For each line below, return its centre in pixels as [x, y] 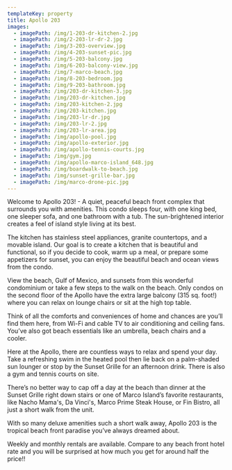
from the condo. [30, 267]
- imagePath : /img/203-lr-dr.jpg [62, 117]
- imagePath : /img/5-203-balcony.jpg [68, 59]
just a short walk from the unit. [51, 410]
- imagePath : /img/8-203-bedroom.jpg [68, 78]
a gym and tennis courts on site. [53, 374]
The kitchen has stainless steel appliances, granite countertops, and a [107, 237]
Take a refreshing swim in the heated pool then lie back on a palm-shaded [114, 359]
